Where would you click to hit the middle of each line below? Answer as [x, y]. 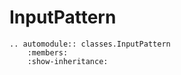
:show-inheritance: [68, 61]
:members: [48, 52]
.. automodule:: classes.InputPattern [90, 44]
